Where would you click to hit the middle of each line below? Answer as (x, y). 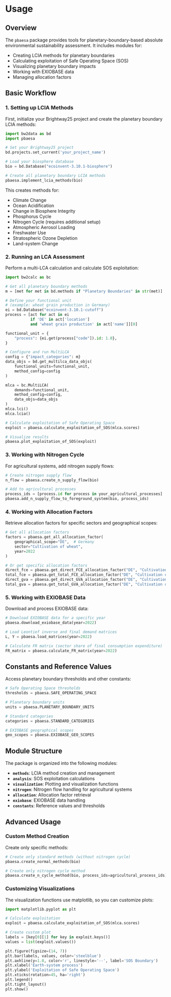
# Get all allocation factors (37, 532)
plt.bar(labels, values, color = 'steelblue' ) (53, 956)
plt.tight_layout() (26, 984)
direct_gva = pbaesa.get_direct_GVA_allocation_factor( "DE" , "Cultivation (86, 580)
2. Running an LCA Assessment (45, 257)
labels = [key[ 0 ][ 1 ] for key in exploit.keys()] (58, 937)
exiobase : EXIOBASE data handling (49, 800)
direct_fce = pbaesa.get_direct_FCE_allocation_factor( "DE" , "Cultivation (86, 570)
